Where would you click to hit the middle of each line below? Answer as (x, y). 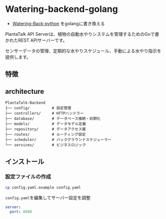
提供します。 (18, 57)
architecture (25, 91)
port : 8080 (21, 212)
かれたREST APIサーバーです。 (36, 40)
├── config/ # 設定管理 (38, 108)
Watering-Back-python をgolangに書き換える (59, 23)
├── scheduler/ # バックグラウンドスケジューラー (58, 140)
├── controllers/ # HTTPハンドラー (44, 113)
